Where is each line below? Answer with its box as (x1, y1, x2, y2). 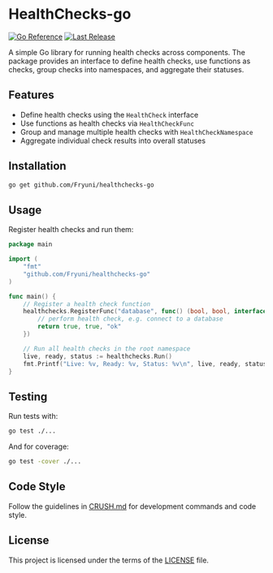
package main (8, 240, 53, 248)
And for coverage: (8, 442, 69, 451)
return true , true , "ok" (37, 322, 122, 331)
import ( (8, 255, 38, 264)
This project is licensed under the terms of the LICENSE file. (8, 555, 210, 565)
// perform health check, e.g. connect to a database (37, 315, 223, 323)
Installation (8, 159, 67, 173)
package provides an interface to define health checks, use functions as (8, 56, 251, 66)
